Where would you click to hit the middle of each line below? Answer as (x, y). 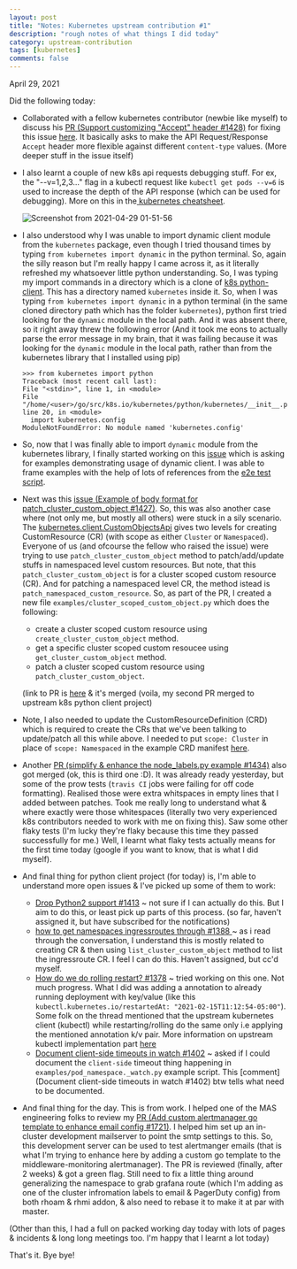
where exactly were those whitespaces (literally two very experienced (149, 812)
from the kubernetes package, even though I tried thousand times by (146, 245)
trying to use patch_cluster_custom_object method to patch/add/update (153, 555)
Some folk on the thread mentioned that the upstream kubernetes (154, 1015)
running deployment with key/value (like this (115, 997)
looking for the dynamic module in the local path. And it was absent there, (155, 320)
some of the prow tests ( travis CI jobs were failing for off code (138, 784)
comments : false (39, 58)
